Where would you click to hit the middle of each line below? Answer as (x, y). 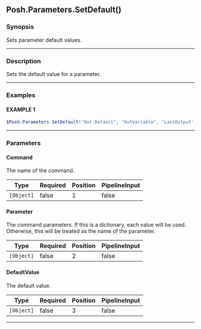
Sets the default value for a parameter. (54, 74)
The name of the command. (40, 170)
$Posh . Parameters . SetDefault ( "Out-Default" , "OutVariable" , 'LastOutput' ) (101, 122)
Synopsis (20, 27)
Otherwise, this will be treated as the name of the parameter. (81, 231)
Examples (21, 95)
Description (24, 61)
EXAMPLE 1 (21, 109)
